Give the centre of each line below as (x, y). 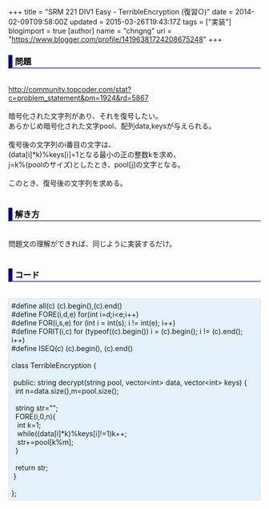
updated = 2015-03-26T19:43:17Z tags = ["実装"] (151, 22)
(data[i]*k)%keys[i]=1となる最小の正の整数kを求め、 (94, 155)
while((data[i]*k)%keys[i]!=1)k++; (72, 433)
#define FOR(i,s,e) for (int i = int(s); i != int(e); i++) (94, 322)
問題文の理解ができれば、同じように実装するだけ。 (92, 244)
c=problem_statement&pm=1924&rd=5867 (79, 98)
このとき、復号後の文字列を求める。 (68, 184)
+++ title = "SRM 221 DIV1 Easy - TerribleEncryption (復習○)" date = (121, 12)
